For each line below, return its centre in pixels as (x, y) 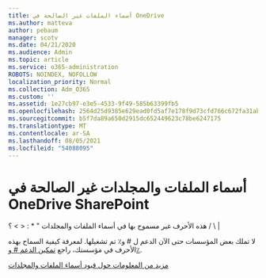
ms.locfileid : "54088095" (51, 148)
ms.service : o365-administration (63, 67)
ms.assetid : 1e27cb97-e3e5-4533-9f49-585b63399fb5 (93, 104)
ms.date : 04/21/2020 (42, 45)
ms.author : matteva (40, 23)
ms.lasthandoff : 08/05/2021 (55, 141)
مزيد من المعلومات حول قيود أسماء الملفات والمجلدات (88, 265)
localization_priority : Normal (60, 82)
